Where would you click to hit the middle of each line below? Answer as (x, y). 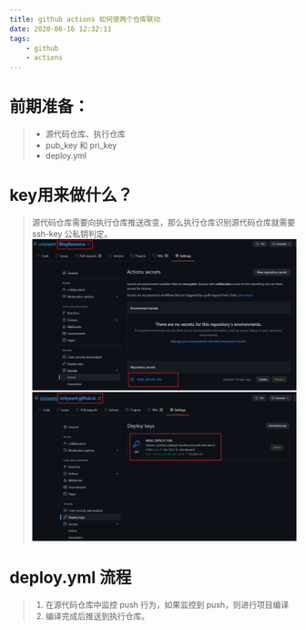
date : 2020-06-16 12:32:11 (61, 29)
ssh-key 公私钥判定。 (72, 234)
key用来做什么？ (71, 195)
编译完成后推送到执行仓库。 (97, 615)
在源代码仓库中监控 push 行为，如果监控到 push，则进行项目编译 (167, 604)
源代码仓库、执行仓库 (85, 134)
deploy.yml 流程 (71, 577)
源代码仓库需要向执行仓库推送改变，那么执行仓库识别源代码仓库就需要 (163, 222)
